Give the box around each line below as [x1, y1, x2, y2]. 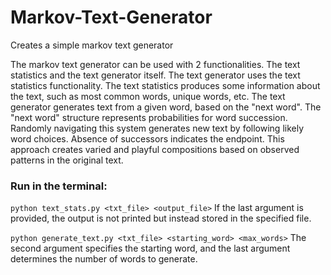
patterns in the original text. [10, 154, 124, 166]
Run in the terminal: [10, 179, 108, 193]
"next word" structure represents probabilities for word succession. [10, 111, 288, 123]
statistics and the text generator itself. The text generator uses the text [10, 69, 301, 81]
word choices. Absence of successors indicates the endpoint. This [10, 132, 285, 145]
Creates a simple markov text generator [10, 39, 174, 51]
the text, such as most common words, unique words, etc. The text [10, 90, 286, 102]
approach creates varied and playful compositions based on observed [10, 143, 300, 155]
